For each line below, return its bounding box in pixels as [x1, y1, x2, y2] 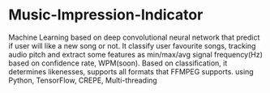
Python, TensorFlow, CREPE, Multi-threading [8, 75, 158, 85]
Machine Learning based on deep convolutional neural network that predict [8, 32, 260, 42]
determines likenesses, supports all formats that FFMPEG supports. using [8, 66, 254, 76]
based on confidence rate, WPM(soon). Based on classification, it [8, 58, 228, 68]
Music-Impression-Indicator [8, 6, 204, 24]
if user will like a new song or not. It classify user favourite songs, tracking [8, 40, 256, 50]
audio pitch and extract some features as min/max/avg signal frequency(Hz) [8, 49, 264, 59]
